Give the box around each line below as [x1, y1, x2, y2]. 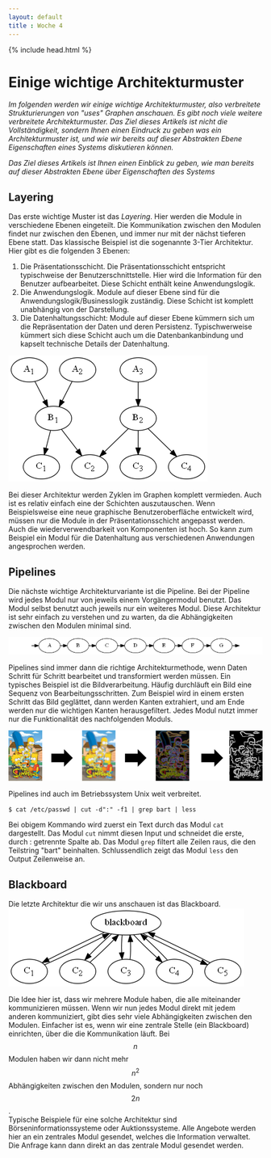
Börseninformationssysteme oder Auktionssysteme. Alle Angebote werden [8, 1123, 256, 1133]
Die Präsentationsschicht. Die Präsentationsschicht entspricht [19, 262, 226, 272]
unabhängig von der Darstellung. [19, 305, 130, 314]
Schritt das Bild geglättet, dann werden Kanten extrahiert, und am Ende [8, 697, 245, 706]
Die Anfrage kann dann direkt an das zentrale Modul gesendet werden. [8, 1140, 244, 1150]
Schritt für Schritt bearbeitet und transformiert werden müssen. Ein [8, 672, 231, 680]
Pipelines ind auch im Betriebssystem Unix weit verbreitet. [8, 789, 202, 799]
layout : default [8, 13, 63, 21]
